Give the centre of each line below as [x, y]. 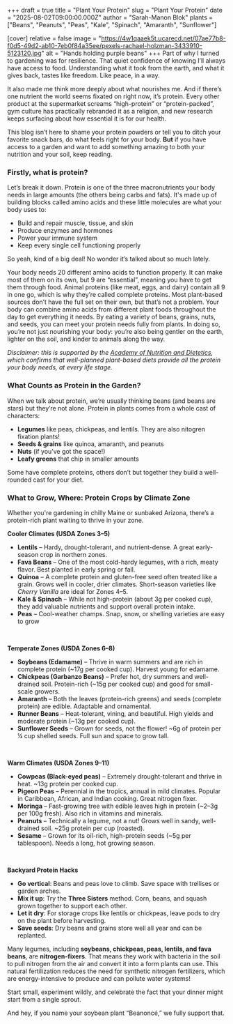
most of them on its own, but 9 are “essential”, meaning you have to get [110, 280]
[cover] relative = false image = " [55, 38]
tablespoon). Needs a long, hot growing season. [86, 843]
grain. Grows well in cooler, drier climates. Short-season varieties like [116, 584]
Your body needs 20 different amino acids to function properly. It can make [115, 273]
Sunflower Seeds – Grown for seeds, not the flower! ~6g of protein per [119, 728]
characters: [24, 415]
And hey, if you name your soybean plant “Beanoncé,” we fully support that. [116, 1013]
